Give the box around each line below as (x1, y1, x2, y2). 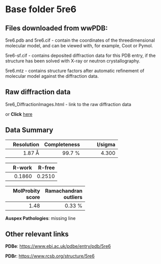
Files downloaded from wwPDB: (5, 24, 108, 32)
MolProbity (13, 187, 41, 194)
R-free (37, 164, 55, 171)
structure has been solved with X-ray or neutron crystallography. (5, 58, 141, 64)
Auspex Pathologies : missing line (5, 215, 76, 221)
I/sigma (97, 141, 115, 148)
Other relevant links (5, 230, 69, 239)
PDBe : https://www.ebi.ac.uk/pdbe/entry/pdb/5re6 (5, 243, 111, 249)
